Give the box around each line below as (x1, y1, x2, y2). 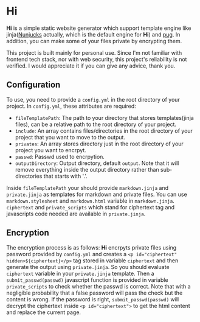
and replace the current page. (6, 309, 81, 316)
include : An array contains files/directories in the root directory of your (15, 127, 193, 135)
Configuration (6, 80, 61, 90)
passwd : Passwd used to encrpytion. (15, 153, 105, 160)
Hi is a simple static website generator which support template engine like (6, 24, 191, 32)
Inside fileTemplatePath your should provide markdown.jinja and (6, 184, 169, 191)
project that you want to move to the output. (15, 133, 126, 141)
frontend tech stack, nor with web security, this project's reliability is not (6, 55, 187, 63)
